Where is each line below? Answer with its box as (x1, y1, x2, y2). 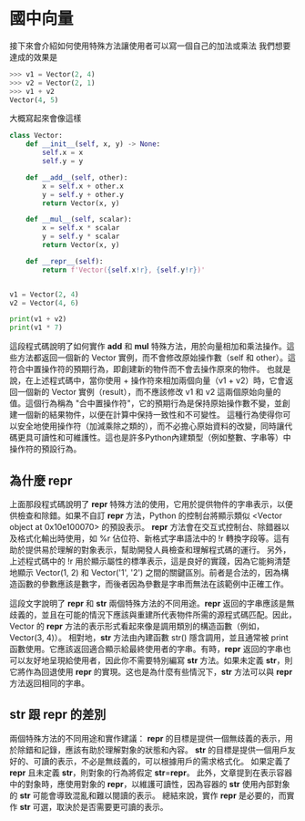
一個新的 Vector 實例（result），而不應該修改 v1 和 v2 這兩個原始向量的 (16, 387, 281, 398)
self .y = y (42, 157, 84, 166)
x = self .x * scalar (42, 223, 120, 233)
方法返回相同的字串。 (9, 678, 89, 689)
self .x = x (42, 148, 84, 158)
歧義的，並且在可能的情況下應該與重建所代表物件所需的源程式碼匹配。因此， (9, 609, 297, 620)
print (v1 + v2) (9, 315, 67, 324)
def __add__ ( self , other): (25, 172, 128, 182)
